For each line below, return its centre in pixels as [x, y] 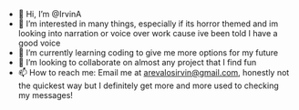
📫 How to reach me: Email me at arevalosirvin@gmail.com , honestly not [154, 72]
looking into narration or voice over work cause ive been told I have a [148, 33]
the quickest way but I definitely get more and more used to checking [149, 85]
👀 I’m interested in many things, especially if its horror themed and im [148, 24]
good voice [39, 43]
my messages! [45, 95]
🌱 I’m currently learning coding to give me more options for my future [148, 53]
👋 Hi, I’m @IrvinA [50, 14]
